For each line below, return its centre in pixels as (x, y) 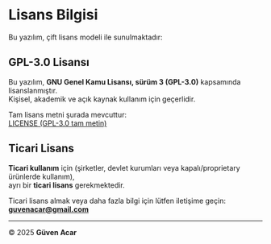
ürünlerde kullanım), (42, 176)
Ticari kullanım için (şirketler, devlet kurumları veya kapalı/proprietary (124, 167)
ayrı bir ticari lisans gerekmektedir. (67, 185)
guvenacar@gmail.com (48, 209)
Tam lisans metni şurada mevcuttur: (68, 114)
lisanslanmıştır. (33, 90)
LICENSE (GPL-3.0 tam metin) (58, 123)
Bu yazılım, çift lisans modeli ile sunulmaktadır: (85, 37)
